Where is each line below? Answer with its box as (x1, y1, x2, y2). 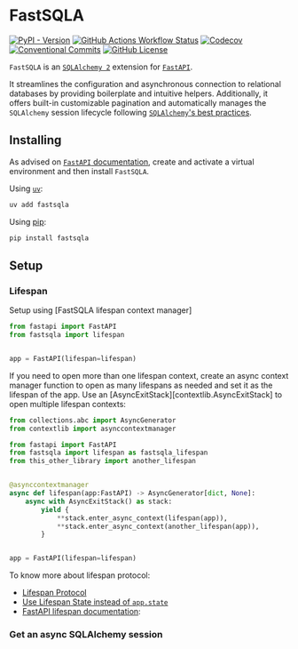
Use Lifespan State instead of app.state (21, 597, 169, 607)
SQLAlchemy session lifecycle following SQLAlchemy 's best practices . (9, 107, 253, 117)
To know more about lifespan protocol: (9, 570, 151, 581)
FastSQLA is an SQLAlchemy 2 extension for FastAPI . (9, 61, 193, 72)
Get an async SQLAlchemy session (9, 629, 163, 641)
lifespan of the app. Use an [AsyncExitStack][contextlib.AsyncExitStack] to (9, 389, 282, 400)
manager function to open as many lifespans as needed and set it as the (9, 380, 273, 390)
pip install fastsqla (9, 233, 90, 243)
